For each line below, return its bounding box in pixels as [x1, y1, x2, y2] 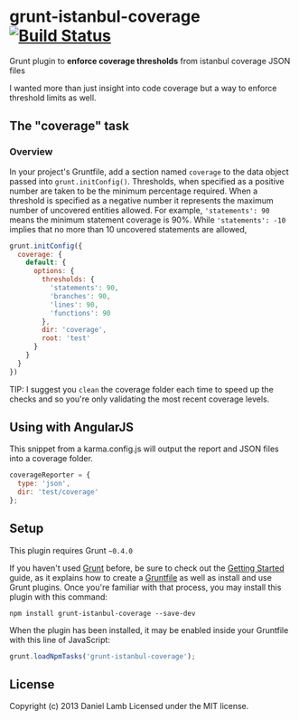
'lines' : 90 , [49, 300, 99, 309]
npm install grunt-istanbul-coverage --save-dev [9, 609, 196, 618]
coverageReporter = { [9, 470, 91, 480]
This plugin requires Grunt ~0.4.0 [9, 545, 134, 555]
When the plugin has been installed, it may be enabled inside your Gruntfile [9, 624, 289, 635]
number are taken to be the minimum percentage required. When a [9, 185, 258, 196]
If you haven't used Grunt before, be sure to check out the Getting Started [9, 563, 285, 573]
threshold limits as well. [9, 92, 97, 103]
